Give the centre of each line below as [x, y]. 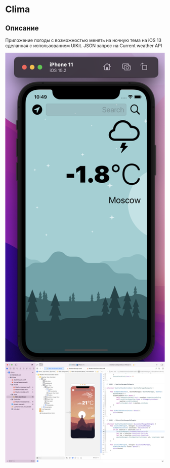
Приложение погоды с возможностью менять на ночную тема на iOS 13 [83, 40]
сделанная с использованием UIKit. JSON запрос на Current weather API [84, 46]
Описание [22, 28]
